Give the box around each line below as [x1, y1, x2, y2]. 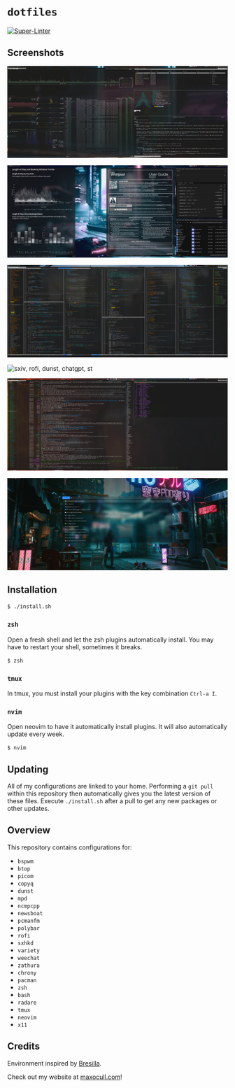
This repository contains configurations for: [7, 843, 132, 852]
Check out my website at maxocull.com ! [7, 1073, 122, 1081]
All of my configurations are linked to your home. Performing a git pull [7, 782, 214, 791]
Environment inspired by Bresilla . [7, 1059, 102, 1067]
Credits [7, 1040, 41, 1052]
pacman [17, 977, 37, 984]
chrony [17, 969, 37, 976]
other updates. [7, 805, 50, 813]
